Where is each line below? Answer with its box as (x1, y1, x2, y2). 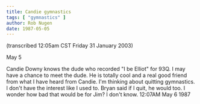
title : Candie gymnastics (6, 8, 71, 15)
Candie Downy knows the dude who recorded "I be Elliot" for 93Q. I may (6, 66, 186, 73)
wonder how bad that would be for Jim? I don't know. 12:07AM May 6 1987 (6, 91, 191, 98)
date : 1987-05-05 (6, 25, 50, 32)
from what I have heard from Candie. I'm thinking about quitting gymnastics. (6, 78, 195, 85)
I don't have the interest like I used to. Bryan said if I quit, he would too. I (6, 85, 186, 92)
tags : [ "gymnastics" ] (6, 14, 66, 20)
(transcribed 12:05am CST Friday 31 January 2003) (6, 42, 134, 49)
